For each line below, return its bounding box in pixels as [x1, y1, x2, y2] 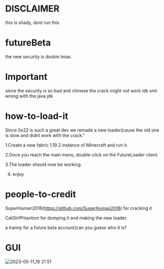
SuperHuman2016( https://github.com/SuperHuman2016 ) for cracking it [5, 205, 152, 211]
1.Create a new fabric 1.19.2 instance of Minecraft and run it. [5, 142, 128, 148]
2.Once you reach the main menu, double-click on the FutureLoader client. [5, 151, 159, 157]
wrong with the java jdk [5, 93, 53, 99]
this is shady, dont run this [5, 19, 59, 25]
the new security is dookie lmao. [5, 53, 72, 59]
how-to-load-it [5, 110, 68, 121]
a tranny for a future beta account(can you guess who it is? [5, 224, 127, 230]
